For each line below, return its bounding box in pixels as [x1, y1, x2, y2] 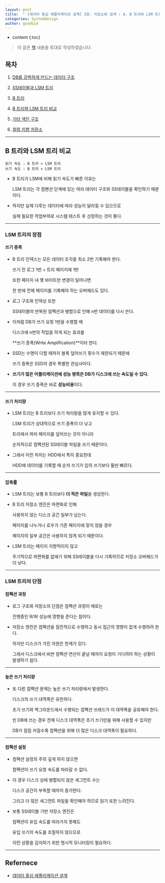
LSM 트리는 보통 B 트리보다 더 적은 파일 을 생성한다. [12, 491, 110, 497]
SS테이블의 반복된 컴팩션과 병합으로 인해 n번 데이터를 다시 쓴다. [12, 308, 135, 314]
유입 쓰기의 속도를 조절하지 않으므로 [12, 829, 81, 835]
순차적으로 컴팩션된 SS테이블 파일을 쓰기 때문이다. [12, 441, 109, 447]
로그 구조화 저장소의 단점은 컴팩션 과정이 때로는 [12, 603, 103, 609]
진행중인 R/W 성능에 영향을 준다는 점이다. [12, 613, 92, 619]
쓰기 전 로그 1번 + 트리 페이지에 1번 [12, 266, 79, 272]
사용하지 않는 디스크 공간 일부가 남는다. [12, 512, 87, 518]
